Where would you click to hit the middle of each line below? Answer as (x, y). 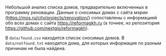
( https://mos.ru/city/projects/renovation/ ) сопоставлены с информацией (81, 18)
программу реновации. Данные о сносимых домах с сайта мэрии (76, 12)
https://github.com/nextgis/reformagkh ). (47, 28)
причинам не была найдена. (36, 48)
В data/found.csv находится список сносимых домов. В (65, 38)
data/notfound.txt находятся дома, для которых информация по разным (83, 43)
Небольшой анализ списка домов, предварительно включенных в (76, 7)
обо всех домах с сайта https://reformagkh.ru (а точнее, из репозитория (82, 23)
